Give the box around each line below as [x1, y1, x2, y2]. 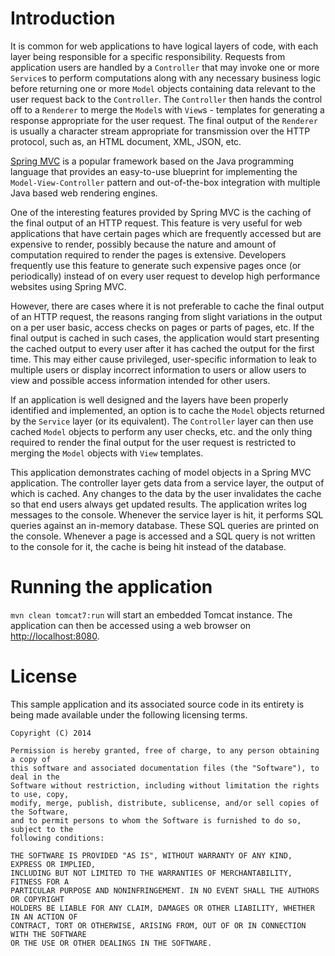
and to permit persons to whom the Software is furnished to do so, [10, 815, 302, 826]
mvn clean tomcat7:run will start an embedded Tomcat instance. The [10, 608, 293, 621]
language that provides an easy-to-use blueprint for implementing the [10, 165, 298, 177]
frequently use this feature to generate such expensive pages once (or [10, 259, 302, 271]
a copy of [10, 754, 52, 764]
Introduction [10, 7, 116, 30]
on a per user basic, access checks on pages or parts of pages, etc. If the [10, 321, 315, 333]
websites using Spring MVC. [10, 280, 127, 292]
